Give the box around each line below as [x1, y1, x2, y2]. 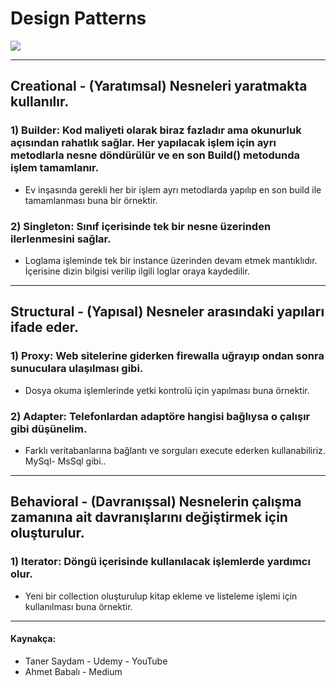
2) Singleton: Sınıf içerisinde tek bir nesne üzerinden [10, 219, 272, 233]
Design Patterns [10, 7, 147, 30]
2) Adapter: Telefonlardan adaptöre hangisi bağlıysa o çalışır [10, 409, 311, 423]
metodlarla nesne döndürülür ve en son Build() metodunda [10, 148, 301, 162]
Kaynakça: [10, 633, 57, 645]
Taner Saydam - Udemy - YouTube [24, 655, 168, 667]
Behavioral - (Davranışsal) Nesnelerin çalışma [10, 493, 302, 511]
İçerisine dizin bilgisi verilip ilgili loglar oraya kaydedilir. [24, 265, 250, 277]
